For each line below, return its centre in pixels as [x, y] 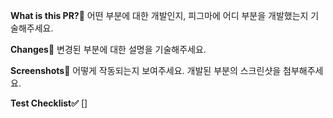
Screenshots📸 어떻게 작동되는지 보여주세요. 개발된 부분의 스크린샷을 [146, 70]
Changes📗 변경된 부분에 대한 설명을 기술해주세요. [108, 49]
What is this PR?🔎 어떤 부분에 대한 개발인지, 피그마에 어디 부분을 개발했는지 [159, 15]
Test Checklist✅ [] [49, 103]
